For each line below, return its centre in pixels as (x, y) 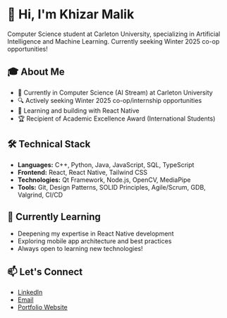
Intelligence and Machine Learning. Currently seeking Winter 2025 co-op (114, 41)
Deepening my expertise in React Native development (96, 234)
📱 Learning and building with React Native (78, 110)
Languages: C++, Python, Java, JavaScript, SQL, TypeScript (106, 164)
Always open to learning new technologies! (80, 249)
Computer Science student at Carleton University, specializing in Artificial (114, 34)
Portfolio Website (43, 307)
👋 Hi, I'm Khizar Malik (71, 14)
